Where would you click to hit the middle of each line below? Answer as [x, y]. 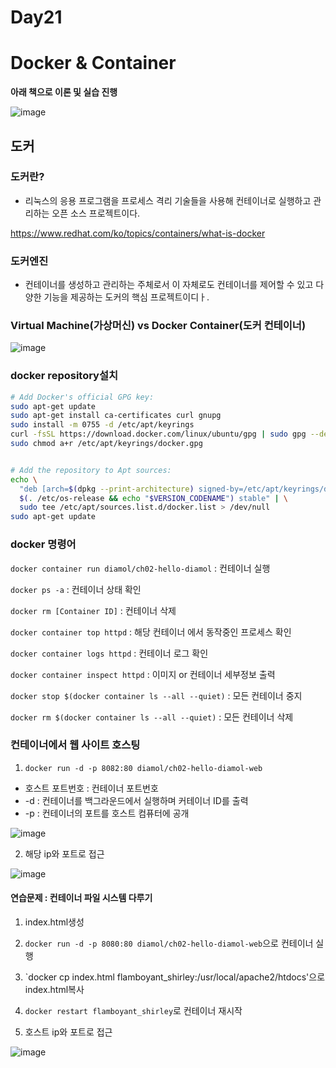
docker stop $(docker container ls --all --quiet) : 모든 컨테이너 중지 [156, 695]
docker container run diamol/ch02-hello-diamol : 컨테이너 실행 [140, 568]
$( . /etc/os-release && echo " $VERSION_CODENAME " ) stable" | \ [154, 498]
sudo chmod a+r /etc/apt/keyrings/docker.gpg [106, 444]
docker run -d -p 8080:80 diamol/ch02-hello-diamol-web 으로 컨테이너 [169, 943]
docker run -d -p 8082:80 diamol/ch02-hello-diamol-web [143, 768]
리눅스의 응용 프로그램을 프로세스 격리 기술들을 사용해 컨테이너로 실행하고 [168, 200]
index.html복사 [54, 989]
